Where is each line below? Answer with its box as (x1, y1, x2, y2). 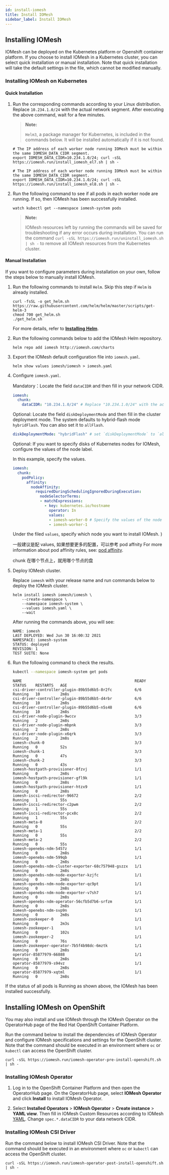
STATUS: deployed (12, 642, 49, 647)
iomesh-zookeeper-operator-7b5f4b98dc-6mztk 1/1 (12, 944, 142, 949)
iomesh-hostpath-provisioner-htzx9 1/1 (12, 785, 142, 790)
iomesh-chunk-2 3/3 (12, 758, 142, 763)
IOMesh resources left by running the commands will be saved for (25, 224, 162, 230)
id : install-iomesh (5, 7, 46, 13)
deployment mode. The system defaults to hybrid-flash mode (12, 417, 140, 423)
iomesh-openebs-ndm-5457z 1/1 (12, 846, 142, 851)
